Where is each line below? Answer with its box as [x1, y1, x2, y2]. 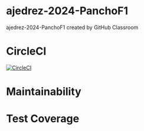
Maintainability [6, 85, 81, 98]
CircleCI [6, 44, 47, 58]
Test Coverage [6, 112, 80, 126]
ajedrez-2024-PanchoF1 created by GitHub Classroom [6, 24, 139, 31]
